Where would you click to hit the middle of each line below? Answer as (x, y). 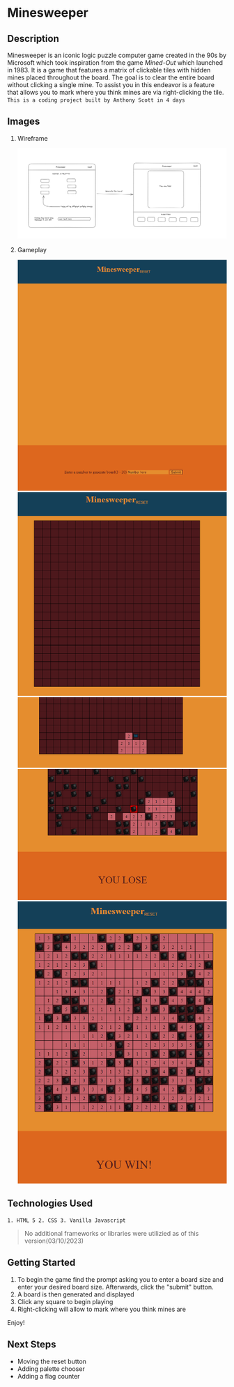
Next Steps (32, 1345)
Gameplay (32, 249)
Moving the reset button (52, 1361)
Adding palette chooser (51, 1369)
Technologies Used (50, 1203)
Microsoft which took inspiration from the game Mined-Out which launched (115, 63)
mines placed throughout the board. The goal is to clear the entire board (111, 77)
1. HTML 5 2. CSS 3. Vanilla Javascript (67, 1221)
